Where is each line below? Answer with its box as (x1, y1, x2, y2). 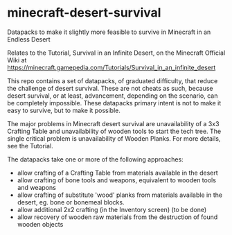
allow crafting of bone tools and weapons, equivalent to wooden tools (17, 175, 217, 184)
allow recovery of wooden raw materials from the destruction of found (17, 213, 218, 221)
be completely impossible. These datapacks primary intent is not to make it (7, 98, 222, 107)
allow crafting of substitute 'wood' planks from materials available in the (17, 191, 223, 199)
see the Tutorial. (7, 141, 53, 150)
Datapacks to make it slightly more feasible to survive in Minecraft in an (7, 28, 211, 36)
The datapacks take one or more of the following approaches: (7, 155, 184, 164)
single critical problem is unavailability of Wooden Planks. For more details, (7, 134, 221, 143)
